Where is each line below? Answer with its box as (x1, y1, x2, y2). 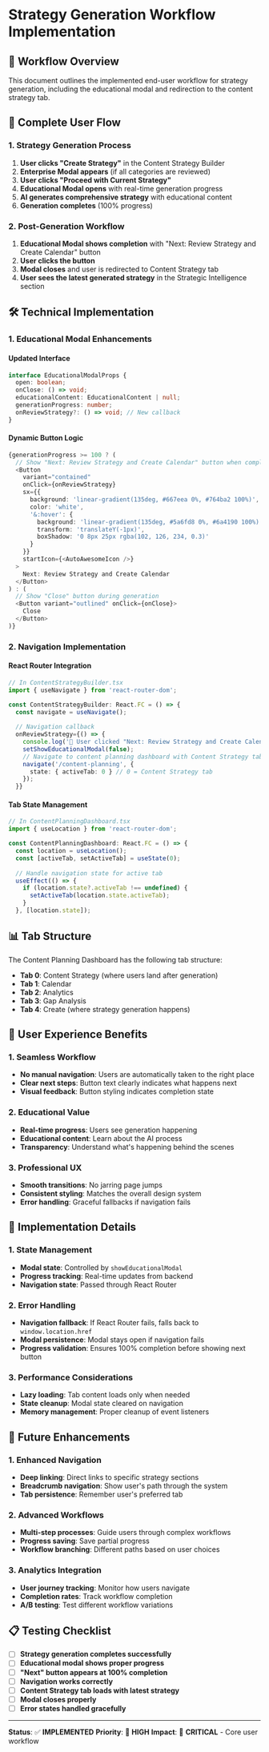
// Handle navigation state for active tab (15, 869, 163, 878)
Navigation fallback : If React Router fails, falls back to (19, 1317, 199, 1327)
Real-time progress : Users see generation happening (19, 1125, 198, 1135)
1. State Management (8, 1244, 92, 1256)
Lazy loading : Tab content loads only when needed (19, 1390, 191, 1400)
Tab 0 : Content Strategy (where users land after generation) (19, 970, 219, 980)
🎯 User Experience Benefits (8, 1027, 148, 1042)
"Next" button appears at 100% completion (19, 1667, 168, 1677)
